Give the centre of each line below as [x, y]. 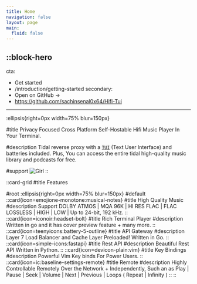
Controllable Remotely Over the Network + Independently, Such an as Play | [98, 268]
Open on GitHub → [37, 95]
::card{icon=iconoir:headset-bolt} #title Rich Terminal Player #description [95, 218]
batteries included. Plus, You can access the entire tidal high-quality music [96, 153]
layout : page [22, 22]
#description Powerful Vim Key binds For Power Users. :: [75, 256]
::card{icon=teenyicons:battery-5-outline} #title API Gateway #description [95, 231]
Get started [28, 82]
